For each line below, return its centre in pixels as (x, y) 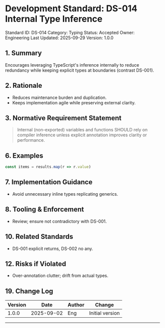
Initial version (105, 313)
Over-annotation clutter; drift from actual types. (60, 276)
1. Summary (24, 53)
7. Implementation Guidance (49, 182)
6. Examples (24, 156)
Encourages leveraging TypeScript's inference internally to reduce (72, 65)
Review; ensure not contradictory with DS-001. (59, 221)
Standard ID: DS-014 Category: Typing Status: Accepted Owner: (70, 32)
